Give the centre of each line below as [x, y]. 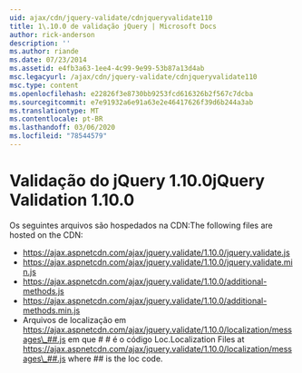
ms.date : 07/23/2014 [49, 60]
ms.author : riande [44, 52]
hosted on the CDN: [46, 235]
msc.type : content [44, 85]
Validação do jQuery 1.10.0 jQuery [137, 181]
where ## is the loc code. [115, 358]
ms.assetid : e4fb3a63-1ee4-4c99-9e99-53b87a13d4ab [107, 69]
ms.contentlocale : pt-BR [56, 119]
